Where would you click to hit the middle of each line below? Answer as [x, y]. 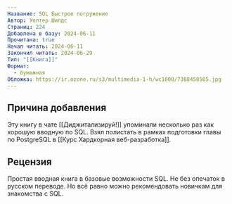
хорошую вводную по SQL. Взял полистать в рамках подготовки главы [114, 132]
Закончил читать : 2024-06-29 [50, 53]
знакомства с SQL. [36, 193]
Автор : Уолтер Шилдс [38, 20]
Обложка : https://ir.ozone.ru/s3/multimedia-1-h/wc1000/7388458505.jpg [114, 79]
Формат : [19, 66]
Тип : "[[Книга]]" [33, 60]
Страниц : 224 [26, 27]
